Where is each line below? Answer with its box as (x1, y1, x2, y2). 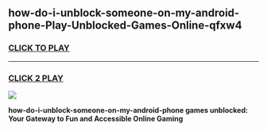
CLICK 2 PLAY (8, 72, 64, 83)
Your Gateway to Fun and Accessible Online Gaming (8, 114, 184, 123)
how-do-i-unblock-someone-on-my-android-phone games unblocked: (8, 105, 249, 114)
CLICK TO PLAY (8, 43, 70, 54)
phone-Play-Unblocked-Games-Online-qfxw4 (8, 19, 242, 33)
